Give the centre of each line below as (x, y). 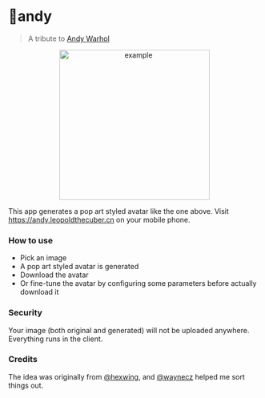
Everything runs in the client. (56, 339)
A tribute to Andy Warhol (68, 38)
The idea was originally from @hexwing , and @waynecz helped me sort (127, 376)
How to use (31, 240)
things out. (26, 385)
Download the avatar (54, 275)
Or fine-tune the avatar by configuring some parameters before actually (138, 283)
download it (39, 292)
